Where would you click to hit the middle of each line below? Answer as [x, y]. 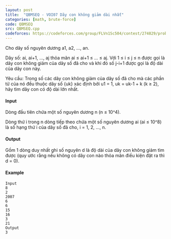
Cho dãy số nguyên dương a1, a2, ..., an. [47, 48]
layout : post [19, 10]
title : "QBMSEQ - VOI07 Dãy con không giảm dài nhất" [65, 15]
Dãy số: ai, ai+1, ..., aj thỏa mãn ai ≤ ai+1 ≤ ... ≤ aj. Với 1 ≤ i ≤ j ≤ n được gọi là [85, 58]
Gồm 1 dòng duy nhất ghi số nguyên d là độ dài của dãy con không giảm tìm [85, 150]
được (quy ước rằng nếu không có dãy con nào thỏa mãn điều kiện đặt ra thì [85, 156]
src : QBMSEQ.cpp [22, 29]
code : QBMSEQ [19, 24]
